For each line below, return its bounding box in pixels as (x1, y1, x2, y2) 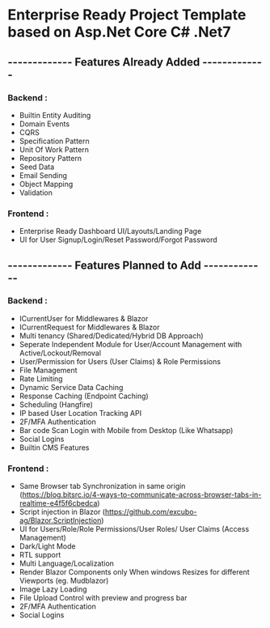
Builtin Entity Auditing (19, 110, 91, 120)
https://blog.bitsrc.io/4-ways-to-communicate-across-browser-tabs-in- (22, 490, 262, 499)
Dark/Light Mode (19, 541, 76, 551)
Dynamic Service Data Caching (19, 382, 124, 392)
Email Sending (19, 170, 68, 180)
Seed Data (19, 162, 55, 172)
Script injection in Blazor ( (19, 507, 106, 517)
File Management (19, 365, 78, 375)
